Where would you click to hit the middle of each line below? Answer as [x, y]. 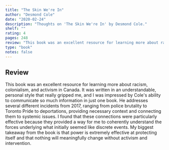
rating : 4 [16, 33]
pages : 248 [17, 38]
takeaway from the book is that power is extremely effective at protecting [81, 133]
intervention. [18, 143]
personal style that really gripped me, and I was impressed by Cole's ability [83, 95]
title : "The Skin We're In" [35, 10]
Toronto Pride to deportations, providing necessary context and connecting [83, 111]
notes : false [19, 52]
